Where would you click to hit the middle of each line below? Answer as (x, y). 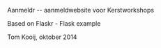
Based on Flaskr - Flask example (54, 23)
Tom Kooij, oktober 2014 (42, 37)
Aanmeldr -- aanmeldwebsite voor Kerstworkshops (81, 10)
